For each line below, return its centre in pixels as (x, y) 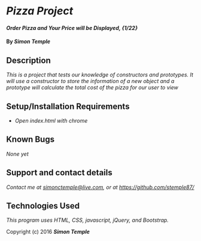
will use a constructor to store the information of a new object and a (90, 81)
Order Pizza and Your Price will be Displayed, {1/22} (72, 28)
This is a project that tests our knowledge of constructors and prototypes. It (100, 75)
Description (28, 60)
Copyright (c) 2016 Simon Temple (48, 232)
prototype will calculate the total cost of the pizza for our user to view (92, 87)
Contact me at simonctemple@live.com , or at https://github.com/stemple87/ (100, 187)
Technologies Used (43, 206)
